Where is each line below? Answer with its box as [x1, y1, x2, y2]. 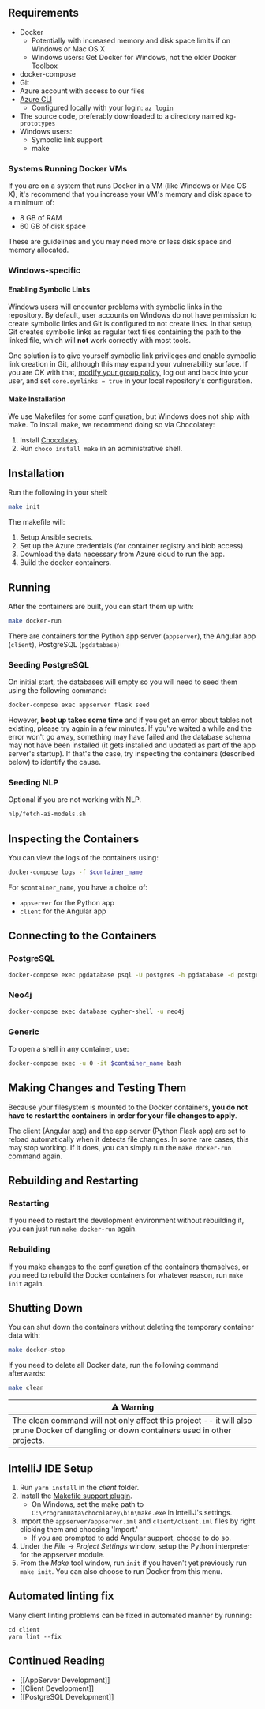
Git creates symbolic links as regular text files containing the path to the [8, 327, 241, 337]
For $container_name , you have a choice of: [8, 883, 148, 892]
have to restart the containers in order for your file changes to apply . [8, 1110, 238, 1120]
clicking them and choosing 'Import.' [19, 1524, 139, 1534]
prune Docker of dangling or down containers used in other [12, 1425, 232, 1436]
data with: [8, 1331, 41, 1340]
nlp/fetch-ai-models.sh [8, 810, 87, 819]
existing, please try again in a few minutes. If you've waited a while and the [8, 723, 252, 733]
